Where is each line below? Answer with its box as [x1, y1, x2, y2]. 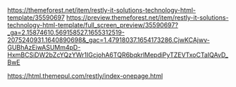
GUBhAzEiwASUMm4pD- [7, 43, 81, 51]
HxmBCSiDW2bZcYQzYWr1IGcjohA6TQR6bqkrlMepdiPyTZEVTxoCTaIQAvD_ [7, 51, 229, 59]
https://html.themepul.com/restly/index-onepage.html [7, 72, 163, 80]
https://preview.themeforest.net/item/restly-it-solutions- [66, 13, 229, 22]
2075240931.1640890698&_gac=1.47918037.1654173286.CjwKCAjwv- [7, 36, 210, 44]
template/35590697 [7, 13, 66, 22]
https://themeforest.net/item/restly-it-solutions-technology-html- [7, 6, 196, 14]
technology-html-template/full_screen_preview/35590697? [7, 21, 178, 29]
